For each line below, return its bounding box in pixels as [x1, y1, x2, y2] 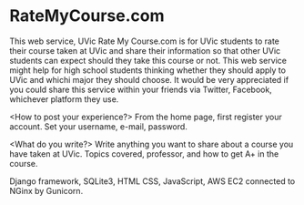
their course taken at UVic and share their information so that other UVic [9, 45, 281, 56]
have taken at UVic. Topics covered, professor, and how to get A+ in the [9, 148, 279, 159]
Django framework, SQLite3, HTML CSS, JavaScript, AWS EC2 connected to [9, 175, 296, 187]
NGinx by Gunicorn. [9, 185, 84, 196]
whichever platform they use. [9, 93, 119, 105]
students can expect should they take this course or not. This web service [9, 55, 287, 66]
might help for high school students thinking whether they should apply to [9, 65, 287, 76]
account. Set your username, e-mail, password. [9, 120, 188, 132]
